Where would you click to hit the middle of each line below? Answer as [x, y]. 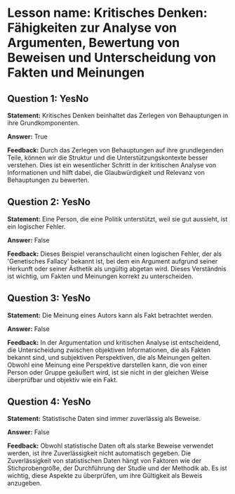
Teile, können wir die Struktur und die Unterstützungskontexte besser [108, 157]
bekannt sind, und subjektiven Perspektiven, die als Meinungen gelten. [109, 357]
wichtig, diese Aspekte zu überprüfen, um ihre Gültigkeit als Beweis [105, 476]
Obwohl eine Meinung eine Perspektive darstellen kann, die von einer [107, 365]
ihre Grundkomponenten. [43, 123]
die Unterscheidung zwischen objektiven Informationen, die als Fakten [109, 350]
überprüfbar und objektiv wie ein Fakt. [62, 379]
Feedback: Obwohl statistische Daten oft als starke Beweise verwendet [110, 446]
